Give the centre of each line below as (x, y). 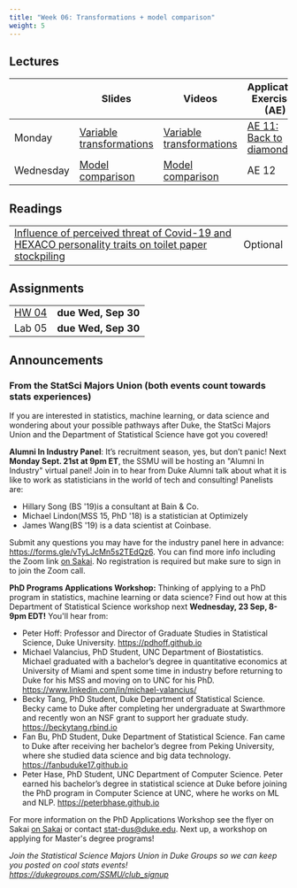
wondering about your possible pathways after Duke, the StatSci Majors (140, 425)
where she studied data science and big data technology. (126, 756)
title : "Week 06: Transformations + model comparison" (112, 17)
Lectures (34, 62)
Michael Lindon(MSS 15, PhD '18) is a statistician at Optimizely (135, 516)
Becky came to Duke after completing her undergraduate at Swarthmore (153, 708)
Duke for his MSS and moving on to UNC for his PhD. (118, 680)
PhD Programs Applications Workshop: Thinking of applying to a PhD (138, 588)
